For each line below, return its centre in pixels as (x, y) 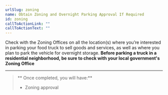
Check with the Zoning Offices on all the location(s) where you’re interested (83, 42)
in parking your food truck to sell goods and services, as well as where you (82, 48)
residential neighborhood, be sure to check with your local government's (82, 58)
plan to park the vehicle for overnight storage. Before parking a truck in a (81, 53)
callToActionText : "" (28, 28)
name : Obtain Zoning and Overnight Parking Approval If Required (74, 14)
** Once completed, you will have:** (55, 78)
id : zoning (16, 19)
